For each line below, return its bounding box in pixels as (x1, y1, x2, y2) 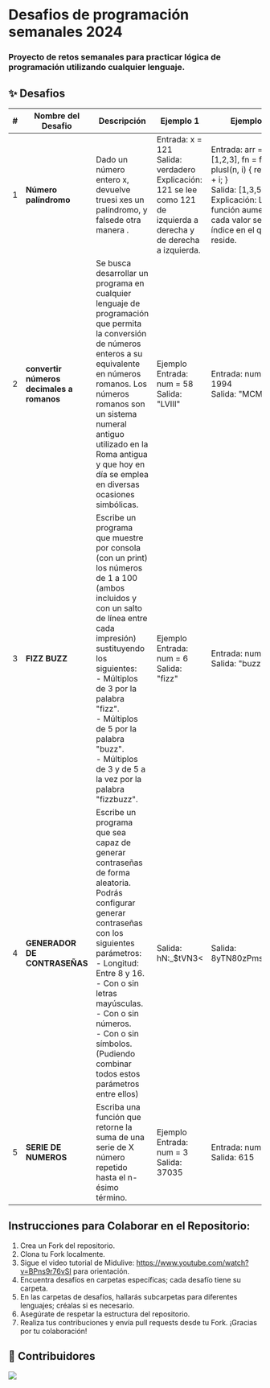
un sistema (96, 408, 137, 419)
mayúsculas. (96, 998, 144, 1009)
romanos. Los (96, 378, 147, 389)
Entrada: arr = (211, 143, 264, 154)
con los (96, 927, 124, 938)
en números (96, 368, 141, 379)
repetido (96, 1161, 128, 1172)
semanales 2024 (8, 23, 123, 41)
